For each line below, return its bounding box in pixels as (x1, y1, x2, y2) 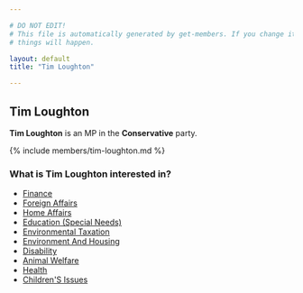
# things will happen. (9, 38, 95, 47)
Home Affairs (22, 207, 72, 218)
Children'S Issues (22, 274, 88, 285)
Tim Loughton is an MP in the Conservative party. (9, 127, 197, 138)
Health (22, 265, 48, 276)
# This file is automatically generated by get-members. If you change (9, 29, 284, 39)
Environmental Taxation (22, 226, 110, 237)
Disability (22, 245, 58, 257)
